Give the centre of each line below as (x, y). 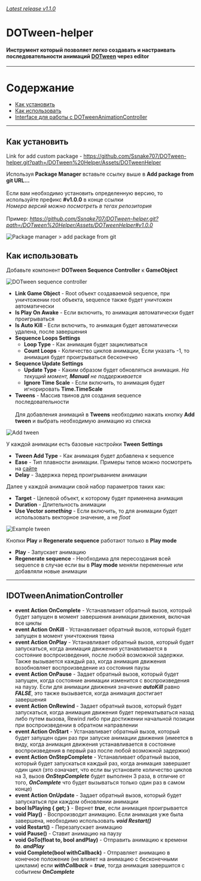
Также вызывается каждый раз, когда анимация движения (90, 661)
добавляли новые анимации (51, 571)
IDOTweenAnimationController (65, 596)
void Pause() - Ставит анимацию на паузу (68, 833)
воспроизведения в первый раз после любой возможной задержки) (102, 750)
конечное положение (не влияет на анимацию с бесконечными (96, 859)
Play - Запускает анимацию (50, 552)
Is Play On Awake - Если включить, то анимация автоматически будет (104, 312)
